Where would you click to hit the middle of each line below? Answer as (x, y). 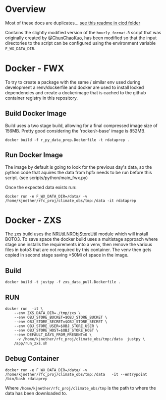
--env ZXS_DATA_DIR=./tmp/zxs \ (47, 313)
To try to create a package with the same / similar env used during (73, 82)
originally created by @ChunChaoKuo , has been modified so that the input (81, 38)
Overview (26, 9)
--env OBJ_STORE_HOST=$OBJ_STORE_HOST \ (56, 331)
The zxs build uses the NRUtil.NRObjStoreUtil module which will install (77, 234)
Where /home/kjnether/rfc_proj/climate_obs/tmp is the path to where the (81, 388)
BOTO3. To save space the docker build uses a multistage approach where (82, 239)
